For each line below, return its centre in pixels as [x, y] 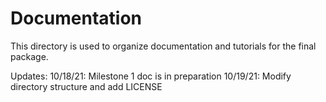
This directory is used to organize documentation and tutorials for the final [163, 46]
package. [29, 56]
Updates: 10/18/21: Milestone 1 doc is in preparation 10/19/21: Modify [151, 76]
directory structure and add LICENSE [86, 86]
